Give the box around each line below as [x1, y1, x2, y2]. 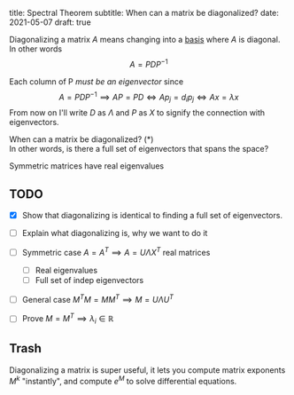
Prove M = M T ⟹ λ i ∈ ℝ [21, 312, 114, 327]
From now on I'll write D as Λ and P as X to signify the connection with [9, 107, 266, 118]
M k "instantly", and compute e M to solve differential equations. [9, 374, 237, 386]
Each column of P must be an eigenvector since [9, 75, 184, 87]
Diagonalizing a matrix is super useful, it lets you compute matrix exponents [9, 364, 286, 375]
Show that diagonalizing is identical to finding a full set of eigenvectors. [21, 209, 283, 220]
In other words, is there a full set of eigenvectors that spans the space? [9, 144, 269, 154]
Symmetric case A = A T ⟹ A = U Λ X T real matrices [21, 246, 211, 257]
